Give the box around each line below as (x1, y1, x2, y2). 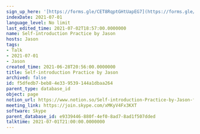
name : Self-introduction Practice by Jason (6, 31, 116, 37)
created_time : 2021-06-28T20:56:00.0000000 (6, 63, 116, 70)
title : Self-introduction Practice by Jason (6, 69, 118, 75)
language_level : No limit (6, 20, 70, 25)
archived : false (6, 75, 46, 81)
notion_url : (6, 97, 36, 103)
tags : (6, 42, 20, 48)
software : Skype (6, 108, 46, 114)
